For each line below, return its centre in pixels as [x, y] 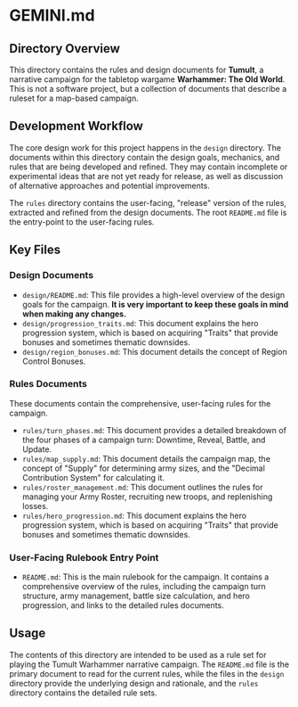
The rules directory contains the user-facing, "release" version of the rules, [148, 202]
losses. [35, 506]
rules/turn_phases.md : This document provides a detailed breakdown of [154, 430]
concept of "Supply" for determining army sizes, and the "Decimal [143, 468]
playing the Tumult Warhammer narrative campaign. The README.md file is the [149, 664]
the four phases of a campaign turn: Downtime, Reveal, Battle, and [144, 440]
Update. [36, 449]
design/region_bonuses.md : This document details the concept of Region [154, 351]
